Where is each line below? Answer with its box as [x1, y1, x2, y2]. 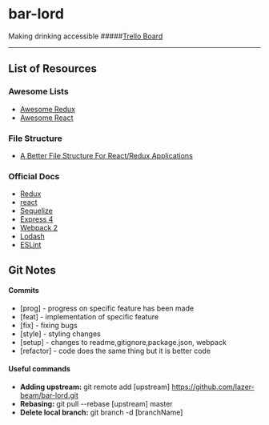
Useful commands [8, 364, 70, 374]
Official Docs [8, 170, 60, 182]
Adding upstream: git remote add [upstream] [19, 382, 171, 392]
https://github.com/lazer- [171, 382, 255, 392]
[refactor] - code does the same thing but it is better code [19, 346, 211, 355]
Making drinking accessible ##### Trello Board [8, 31, 163, 41]
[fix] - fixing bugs [19, 320, 78, 330]
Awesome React [19, 113, 74, 122]
